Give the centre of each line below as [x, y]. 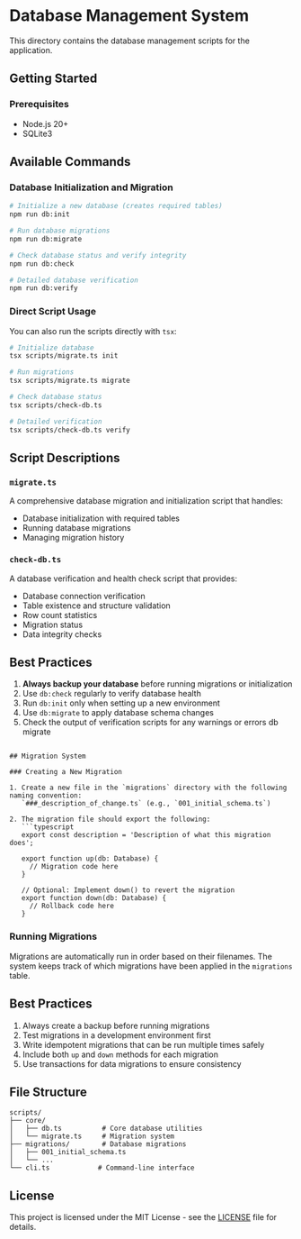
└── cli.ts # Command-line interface [102, 1168]
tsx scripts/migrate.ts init [64, 356]
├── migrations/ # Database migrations [98, 1144]
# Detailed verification [56, 421]
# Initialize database [52, 348]
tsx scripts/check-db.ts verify [70, 430]
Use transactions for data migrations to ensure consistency [132, 1063]
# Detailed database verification [74, 280]
